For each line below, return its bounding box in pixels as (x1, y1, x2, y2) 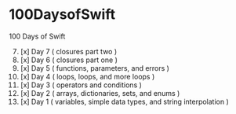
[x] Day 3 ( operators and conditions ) (20, 80, 142, 90)
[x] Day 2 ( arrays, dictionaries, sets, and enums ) (20, 88, 180, 97)
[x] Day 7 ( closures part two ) (20, 46, 118, 56)
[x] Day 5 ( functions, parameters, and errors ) (20, 63, 169, 72)
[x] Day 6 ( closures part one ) (20, 55, 118, 64)
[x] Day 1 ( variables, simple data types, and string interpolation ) (20, 97, 230, 106)
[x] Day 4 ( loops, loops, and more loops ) (20, 72, 155, 81)
